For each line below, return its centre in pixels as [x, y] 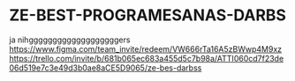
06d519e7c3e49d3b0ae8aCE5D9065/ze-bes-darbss [106, 68]
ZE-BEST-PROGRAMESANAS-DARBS [148, 15]
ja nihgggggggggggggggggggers [70, 40]
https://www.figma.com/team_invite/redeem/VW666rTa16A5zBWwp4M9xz [146, 48]
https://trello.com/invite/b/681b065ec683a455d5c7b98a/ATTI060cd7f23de [147, 58]
